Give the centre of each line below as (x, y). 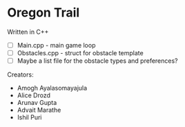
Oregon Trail (43, 13)
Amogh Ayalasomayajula (52, 88)
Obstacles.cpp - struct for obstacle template (80, 53)
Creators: (20, 75)
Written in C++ (28, 32)
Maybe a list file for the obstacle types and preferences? (97, 61)
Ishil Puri (29, 117)
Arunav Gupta (37, 103)
